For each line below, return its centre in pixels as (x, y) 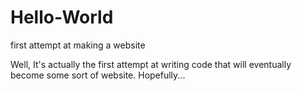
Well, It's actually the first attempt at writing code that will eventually (151, 64)
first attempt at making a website (78, 45)
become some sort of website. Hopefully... (98, 75)
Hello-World (62, 17)
